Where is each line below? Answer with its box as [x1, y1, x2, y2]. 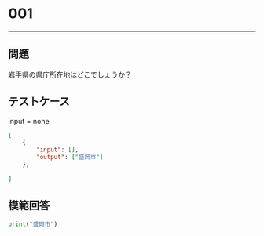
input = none [8, 116, 49, 125]
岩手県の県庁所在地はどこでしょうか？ [8, 70, 132, 79]
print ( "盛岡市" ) [8, 220, 58, 228]
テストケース [8, 95, 70, 108]
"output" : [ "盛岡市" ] [36, 154, 104, 162]
